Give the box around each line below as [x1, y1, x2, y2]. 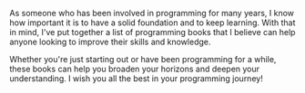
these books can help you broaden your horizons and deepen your [9, 63, 260, 74]
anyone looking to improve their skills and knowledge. [9, 36, 211, 47]
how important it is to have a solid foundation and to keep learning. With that [9, 17, 296, 28]
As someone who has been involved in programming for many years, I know [9, 8, 294, 18]
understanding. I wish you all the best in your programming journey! [9, 73, 264, 84]
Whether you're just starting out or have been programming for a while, [9, 54, 277, 64]
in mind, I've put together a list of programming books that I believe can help [9, 27, 296, 37]
